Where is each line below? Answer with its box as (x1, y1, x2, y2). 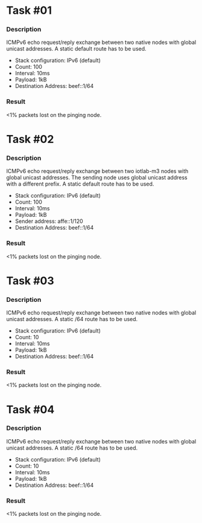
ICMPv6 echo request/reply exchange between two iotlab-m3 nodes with (6, 168, 189, 175)
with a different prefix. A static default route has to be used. (6, 180, 154, 187)
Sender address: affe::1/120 (14, 218, 83, 225)
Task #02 (6, 132, 54, 146)
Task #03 (6, 274, 54, 287)
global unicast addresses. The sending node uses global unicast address (6, 174, 188, 181)
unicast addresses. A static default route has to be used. (6, 45, 147, 52)
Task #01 (6, 4, 52, 17)
